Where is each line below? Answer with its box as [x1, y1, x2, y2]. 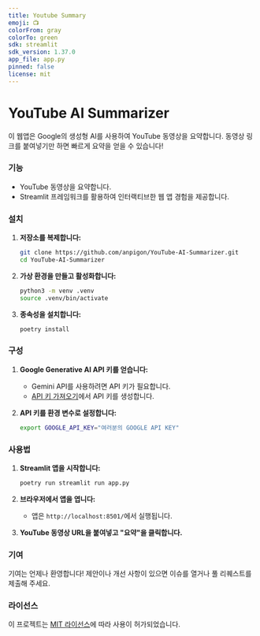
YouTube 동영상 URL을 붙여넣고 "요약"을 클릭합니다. [19, 527, 183, 537]
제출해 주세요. [8, 578, 51, 588]
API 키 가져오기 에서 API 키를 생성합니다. [31, 391, 155, 400]
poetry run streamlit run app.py [19, 479, 130, 487]
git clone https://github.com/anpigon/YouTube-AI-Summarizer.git [19, 249, 239, 257]
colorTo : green [8, 33, 58, 42]
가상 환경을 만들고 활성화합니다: [19, 271, 117, 281]
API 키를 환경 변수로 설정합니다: [19, 407, 117, 418]
